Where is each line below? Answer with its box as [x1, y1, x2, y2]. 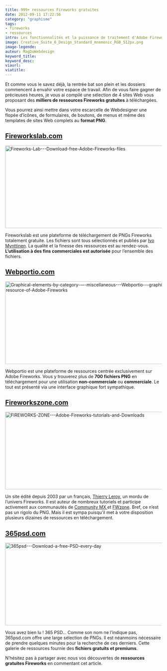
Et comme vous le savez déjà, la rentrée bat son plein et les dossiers [5, 81, 146, 87]
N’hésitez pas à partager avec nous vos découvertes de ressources [5, 655, 145, 661]
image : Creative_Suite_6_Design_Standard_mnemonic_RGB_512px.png [5, 40, 143, 45]
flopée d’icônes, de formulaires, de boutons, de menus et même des [5, 112, 145, 118]
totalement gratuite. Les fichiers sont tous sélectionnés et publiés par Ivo [5, 237, 155, 243]
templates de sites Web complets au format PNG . [5, 118, 107, 123]
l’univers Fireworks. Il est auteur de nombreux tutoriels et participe [5, 499, 141, 505]
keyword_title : [5, 53, 37, 59]
